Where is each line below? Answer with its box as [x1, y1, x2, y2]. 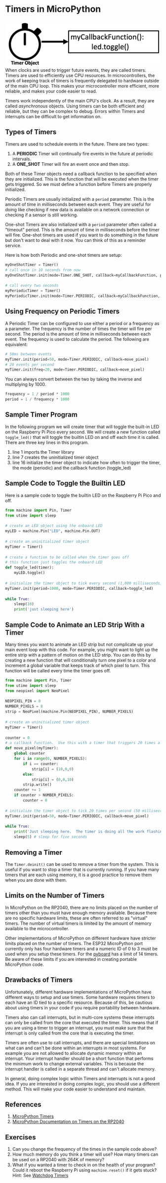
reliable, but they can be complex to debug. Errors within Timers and [5, 108, 145, 114]
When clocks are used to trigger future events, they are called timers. [5, 67, 147, 73]
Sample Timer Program [5, 411, 78, 419]
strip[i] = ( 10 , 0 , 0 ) [31, 766, 74, 771]
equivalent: [5, 341, 28, 347]
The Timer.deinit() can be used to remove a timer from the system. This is [5, 861, 159, 867]
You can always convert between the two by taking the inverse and [5, 376, 142, 382]
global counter [14, 751, 45, 756]
